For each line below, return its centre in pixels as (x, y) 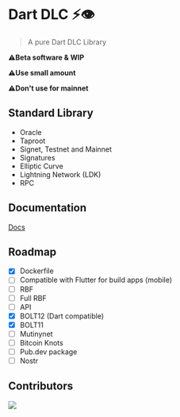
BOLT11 (31, 325)
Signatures (37, 157)
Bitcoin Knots (41, 342)
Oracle (31, 132)
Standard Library (51, 113)
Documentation (48, 208)
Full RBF (33, 298)
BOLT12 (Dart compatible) (62, 316)
